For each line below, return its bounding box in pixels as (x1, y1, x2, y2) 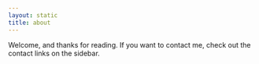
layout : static (8, 11, 58, 20)
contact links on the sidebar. (8, 48, 100, 58)
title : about (8, 19, 51, 27)
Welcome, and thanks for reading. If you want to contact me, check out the (8, 40, 251, 49)
